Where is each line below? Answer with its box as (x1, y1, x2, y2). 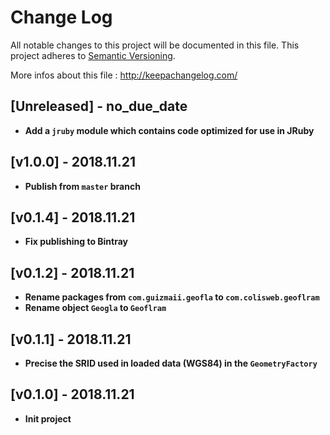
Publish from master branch (24, 180, 141, 192)
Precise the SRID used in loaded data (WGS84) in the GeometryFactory (24, 357, 318, 369)
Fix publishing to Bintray (24, 236, 129, 248)
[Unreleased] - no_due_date (10, 98, 188, 115)
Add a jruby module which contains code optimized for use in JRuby (24, 124, 315, 136)
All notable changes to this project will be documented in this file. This (10, 39, 300, 51)
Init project (24, 412, 72, 425)
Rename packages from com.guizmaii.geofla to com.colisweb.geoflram (24, 291, 320, 303)
